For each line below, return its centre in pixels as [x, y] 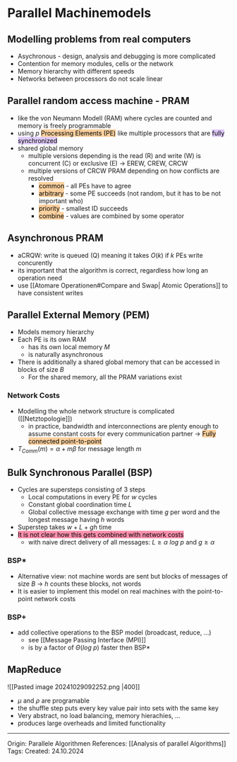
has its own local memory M [69, 347]
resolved [41, 178]
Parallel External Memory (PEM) [79, 315]
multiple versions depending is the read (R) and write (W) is [114, 155]
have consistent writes [50, 292]
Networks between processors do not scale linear [90, 79]
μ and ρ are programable [54, 700]
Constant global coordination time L [80, 505]
